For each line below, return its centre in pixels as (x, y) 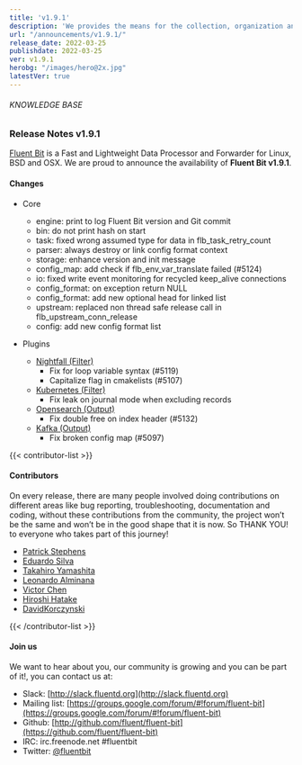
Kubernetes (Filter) (71, 390)
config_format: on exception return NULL (111, 288)
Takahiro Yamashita (59, 570)
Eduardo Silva (48, 561)
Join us (23, 647)
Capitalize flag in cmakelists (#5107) (116, 380)
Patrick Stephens (54, 551)
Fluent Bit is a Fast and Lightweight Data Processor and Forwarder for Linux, (151, 153)
